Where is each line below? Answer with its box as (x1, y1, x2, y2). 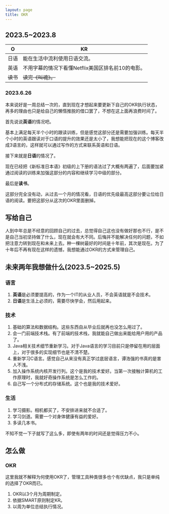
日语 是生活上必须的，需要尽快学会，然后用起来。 (12, 298, 114, 304)
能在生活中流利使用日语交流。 (23, 55, 94, 62)
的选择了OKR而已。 (5, 480, 46, 486)
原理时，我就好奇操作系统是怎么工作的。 (17, 374, 101, 380)
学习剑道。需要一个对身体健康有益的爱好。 (12, 413, 101, 419)
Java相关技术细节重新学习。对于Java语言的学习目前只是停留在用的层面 (12, 343, 160, 349)
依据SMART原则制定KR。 (12, 497, 65, 503)
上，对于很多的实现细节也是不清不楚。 (12, 349, 92, 355)
